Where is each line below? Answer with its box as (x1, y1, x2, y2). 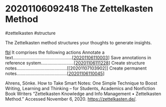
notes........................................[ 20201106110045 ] (5, 70, 105, 76)
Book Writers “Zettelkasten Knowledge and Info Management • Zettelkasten (5, 91, 161, 97)
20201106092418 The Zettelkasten (5, 3, 154, 14)
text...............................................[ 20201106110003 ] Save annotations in (5, 54, 151, 60)
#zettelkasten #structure (5, 30, 56, 36)
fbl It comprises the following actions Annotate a (5, 49, 105, 55)
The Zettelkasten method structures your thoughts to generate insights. (5, 39, 152, 45)
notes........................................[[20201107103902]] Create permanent (5, 65, 147, 71)
